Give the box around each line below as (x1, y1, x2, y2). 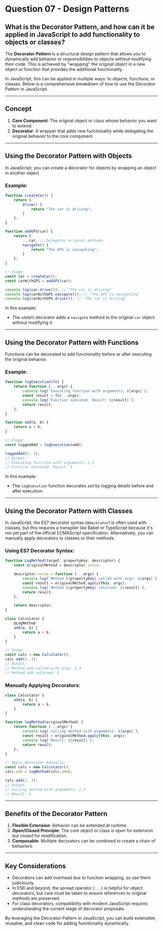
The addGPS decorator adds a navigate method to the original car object (12, 315, 155, 321)
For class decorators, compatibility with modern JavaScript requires (12, 901, 148, 907)
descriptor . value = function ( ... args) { (14, 572, 98, 577)
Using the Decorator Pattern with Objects (5, 152, 132, 160)
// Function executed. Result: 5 (5, 465, 73, 470)
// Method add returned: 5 (5, 670, 60, 675)
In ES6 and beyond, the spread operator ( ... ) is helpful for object (12, 885, 143, 891)
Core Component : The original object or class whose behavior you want (12, 118, 157, 124)
